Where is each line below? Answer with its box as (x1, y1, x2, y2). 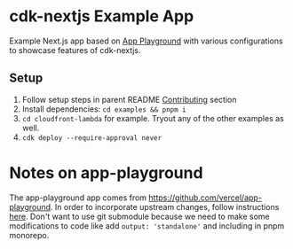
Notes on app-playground (9, 162, 203, 183)
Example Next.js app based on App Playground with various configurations (9, 35, 283, 46)
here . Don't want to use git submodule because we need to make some (9, 211, 270, 222)
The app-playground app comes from (9, 192, 147, 203)
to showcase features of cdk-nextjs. (9, 44, 141, 55)
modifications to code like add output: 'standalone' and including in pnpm (9, 220, 285, 231)
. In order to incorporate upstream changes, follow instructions (50, 201, 280, 212)
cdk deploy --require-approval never (21, 133, 162, 143)
